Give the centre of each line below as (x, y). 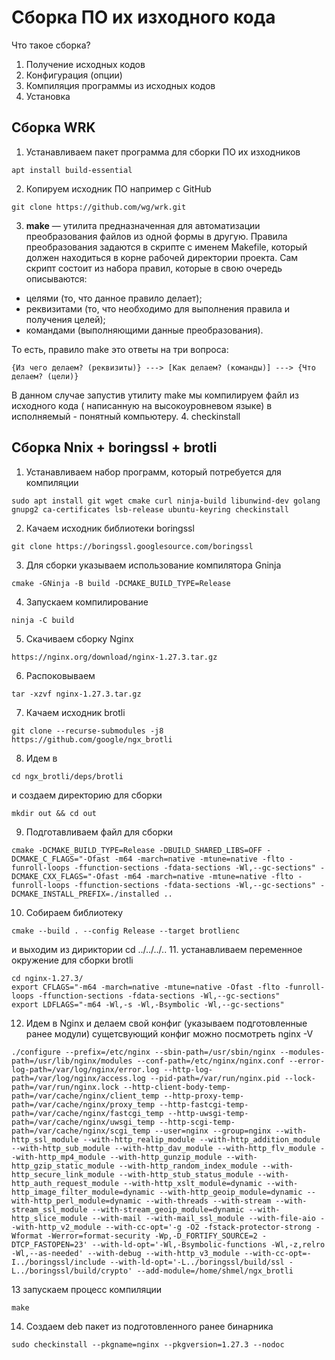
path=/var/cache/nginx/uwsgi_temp (83, 1122)
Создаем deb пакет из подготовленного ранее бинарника (149, 1326)
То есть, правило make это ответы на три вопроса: (120, 349)
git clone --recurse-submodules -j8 (87, 731)
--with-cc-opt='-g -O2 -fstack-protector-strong (208, 1227)
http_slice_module (49, 1218)
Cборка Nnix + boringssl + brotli (114, 447)
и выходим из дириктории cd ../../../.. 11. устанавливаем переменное (157, 949)
